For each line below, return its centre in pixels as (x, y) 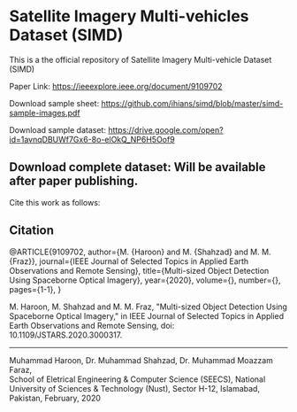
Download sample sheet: (54, 103)
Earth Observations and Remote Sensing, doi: (92, 325)
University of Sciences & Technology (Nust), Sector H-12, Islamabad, (135, 388)
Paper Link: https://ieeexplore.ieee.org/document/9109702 (116, 86)
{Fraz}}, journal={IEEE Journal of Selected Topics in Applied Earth (129, 261)
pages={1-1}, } (35, 289)
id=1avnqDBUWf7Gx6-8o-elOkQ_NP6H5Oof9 (92, 139)
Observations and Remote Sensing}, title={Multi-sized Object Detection (139, 270)
